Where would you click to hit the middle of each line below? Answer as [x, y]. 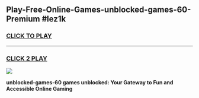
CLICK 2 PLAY [27, 58]
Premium [23, 19]
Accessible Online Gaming [39, 88]
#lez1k [54, 19]
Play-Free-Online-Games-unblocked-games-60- [99, 10]
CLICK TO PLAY [29, 36]
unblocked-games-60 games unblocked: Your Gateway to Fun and [90, 82]
